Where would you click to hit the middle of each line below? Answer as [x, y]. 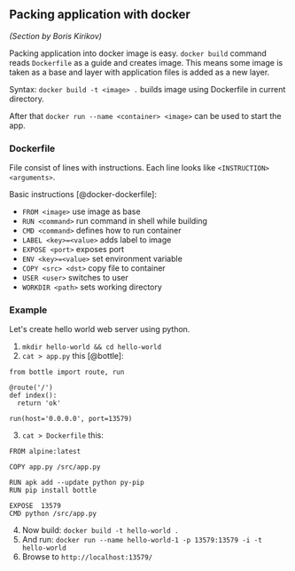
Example [28, 310]
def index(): [33, 396]
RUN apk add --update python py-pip [77, 483]
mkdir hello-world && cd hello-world [92, 347]
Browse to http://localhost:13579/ [87, 557]
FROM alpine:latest [45, 452]
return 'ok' [39, 403]
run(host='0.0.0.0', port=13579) [71, 419]
